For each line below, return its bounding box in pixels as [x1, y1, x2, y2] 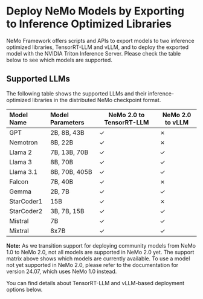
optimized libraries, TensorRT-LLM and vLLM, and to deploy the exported [6, 43, 189, 51]
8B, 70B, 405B [50, 167, 92, 176]
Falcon [9, 177, 29, 185]
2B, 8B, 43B [50, 128, 85, 137]
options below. [6, 286, 43, 293]
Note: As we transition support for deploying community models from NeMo [6, 242, 196, 249]
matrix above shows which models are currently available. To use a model [6, 255, 190, 262]
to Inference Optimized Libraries [6, 17, 172, 31]
